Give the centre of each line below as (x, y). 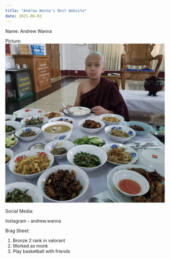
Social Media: (19, 211)
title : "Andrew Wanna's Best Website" (46, 11)
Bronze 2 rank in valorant (39, 240)
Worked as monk (30, 246)
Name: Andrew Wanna (29, 31)
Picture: (13, 41)
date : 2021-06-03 (24, 16)
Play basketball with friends (41, 251)
